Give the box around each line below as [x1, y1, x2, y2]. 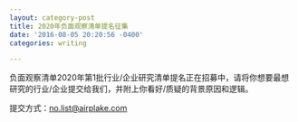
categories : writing [9, 38, 88, 48]
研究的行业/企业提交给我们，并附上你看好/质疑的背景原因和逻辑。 [9, 83, 254, 95]
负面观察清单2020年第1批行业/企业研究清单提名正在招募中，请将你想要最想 [9, 72, 290, 83]
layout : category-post [9, 13, 95, 23]
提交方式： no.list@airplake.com [9, 103, 128, 114]
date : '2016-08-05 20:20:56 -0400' [9, 30, 144, 39]
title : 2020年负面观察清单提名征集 [9, 22, 129, 31]
